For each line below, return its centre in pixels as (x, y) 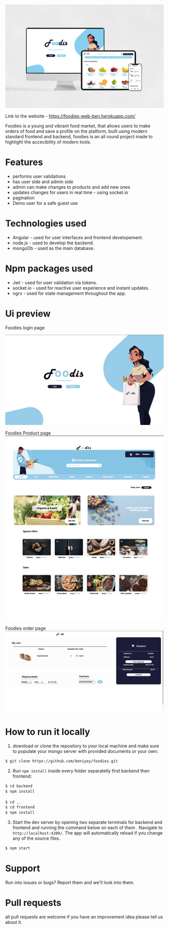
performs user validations (39, 177)
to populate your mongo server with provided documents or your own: (85, 751)
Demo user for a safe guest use (45, 203)
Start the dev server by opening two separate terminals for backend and (87, 823)
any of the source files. (36, 838)
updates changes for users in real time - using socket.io (70, 193)
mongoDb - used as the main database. (54, 248)
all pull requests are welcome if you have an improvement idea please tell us (84, 917)
